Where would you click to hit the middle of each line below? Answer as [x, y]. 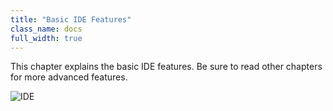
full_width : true [46, 38]
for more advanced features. [69, 77]
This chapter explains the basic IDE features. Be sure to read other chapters [166, 67]
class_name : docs [46, 29]
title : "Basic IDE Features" [71, 19]
